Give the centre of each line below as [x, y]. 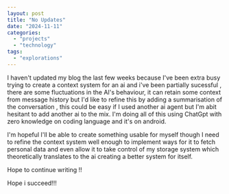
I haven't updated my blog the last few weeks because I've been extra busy [114, 77]
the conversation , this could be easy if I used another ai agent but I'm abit [112, 106]
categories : [24, 33]
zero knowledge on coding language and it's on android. [87, 121]
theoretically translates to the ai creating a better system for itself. [100, 156]
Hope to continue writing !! [45, 169]
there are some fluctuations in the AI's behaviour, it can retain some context [114, 92]
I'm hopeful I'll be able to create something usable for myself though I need [113, 134]
